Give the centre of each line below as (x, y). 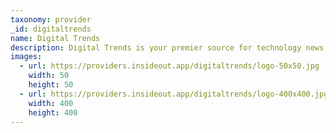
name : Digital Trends (55, 38)
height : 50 (51, 85)
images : (26, 57)
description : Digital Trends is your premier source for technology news (167, 47)
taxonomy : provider (51, 19)
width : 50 (49, 76)
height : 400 (53, 112)
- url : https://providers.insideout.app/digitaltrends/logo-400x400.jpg (174, 94)
